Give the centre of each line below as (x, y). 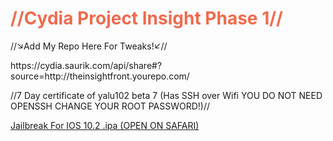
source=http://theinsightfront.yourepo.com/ (100, 76)
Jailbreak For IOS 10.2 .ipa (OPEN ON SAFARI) (105, 125)
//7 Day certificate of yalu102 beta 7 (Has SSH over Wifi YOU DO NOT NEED (166, 95)
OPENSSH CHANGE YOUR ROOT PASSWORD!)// (110, 106)
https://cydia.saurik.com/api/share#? (86, 65)
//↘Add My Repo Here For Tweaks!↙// (89, 46)
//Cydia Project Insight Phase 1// (146, 18)
